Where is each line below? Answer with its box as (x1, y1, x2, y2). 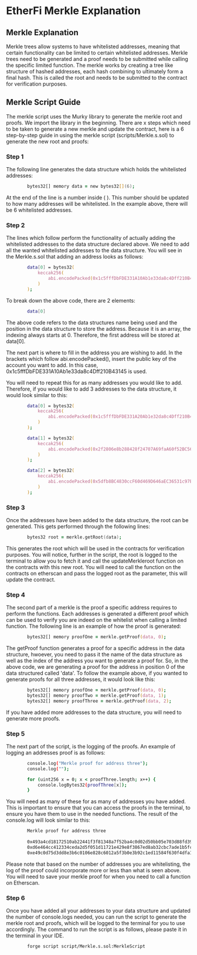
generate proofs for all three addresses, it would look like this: (6, 676, 155, 683)
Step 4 (6, 591, 25, 599)
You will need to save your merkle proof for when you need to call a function (6, 873, 191, 880)
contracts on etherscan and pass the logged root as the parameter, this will (6, 570, 188, 577)
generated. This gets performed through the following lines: (6, 523, 151, 530)
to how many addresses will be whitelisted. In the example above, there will (6, 200, 188, 207)
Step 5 (6, 729, 25, 737)
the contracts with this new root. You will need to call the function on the (6, 563, 181, 570)
